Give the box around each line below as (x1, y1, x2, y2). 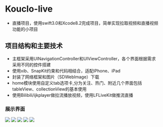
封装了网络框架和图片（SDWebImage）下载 (12, 74, 100, 80)
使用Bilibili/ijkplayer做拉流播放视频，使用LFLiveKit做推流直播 (12, 92, 133, 98)
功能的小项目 (12, 26, 38, 32)
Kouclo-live (5, 3, 53, 15)
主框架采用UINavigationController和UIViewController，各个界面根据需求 (12, 55, 156, 61)
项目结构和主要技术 (5, 42, 63, 50)
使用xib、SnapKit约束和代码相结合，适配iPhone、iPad (12, 68, 121, 73)
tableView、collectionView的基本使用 (12, 86, 87, 92)
